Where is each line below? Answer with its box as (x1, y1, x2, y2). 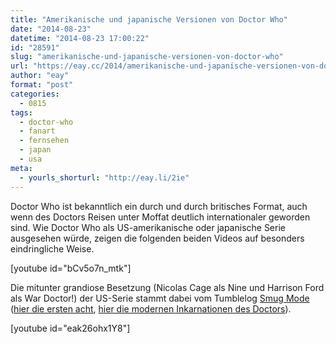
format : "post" (10, 80, 74, 90)
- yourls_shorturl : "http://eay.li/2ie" (19, 172, 190, 183)
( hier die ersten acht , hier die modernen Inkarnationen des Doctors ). (10, 302, 292, 315)
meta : (10, 163, 33, 173)
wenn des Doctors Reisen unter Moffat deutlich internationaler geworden (10, 211, 311, 223)
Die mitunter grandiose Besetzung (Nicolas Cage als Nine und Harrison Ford (10, 281, 325, 293)
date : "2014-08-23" (10, 24, 92, 34)
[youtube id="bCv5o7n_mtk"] (10, 262, 132, 274)
